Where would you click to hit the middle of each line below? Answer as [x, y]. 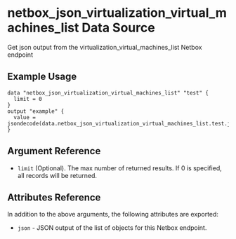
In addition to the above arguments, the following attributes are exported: [113, 214]
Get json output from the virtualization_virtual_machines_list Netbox [105, 47]
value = [25, 117]
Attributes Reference [54, 197]
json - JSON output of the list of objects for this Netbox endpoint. [112, 228]
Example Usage [42, 77]
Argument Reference [54, 151]
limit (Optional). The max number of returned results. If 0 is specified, [120, 168]
